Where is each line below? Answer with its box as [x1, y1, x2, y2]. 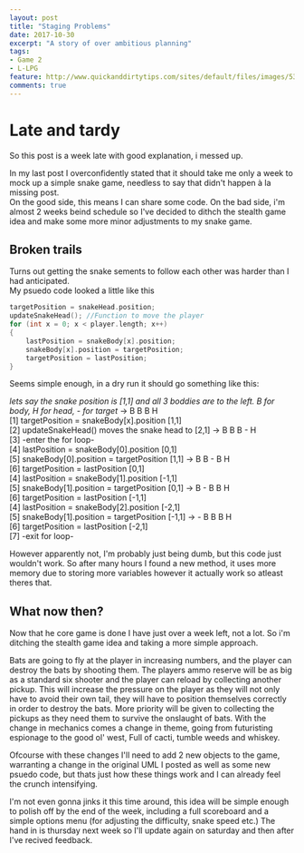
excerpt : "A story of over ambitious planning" [9, 38, 193, 48]
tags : [9, 47, 30, 56]
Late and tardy [9, 120, 120, 141]
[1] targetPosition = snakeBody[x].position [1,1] [9, 415, 183, 426]
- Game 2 [9, 55, 43, 64]
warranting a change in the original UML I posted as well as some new [9, 760, 271, 770]
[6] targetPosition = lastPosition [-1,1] [9, 492, 147, 504]
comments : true [9, 81, 67, 90]
